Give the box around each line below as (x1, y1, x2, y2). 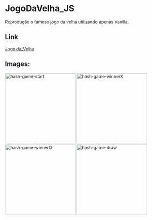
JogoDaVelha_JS (5, 3, 75, 14)
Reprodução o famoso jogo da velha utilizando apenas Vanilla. (5, 19, 129, 25)
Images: (5, 60, 30, 68)
